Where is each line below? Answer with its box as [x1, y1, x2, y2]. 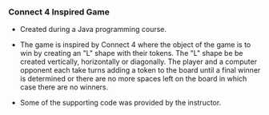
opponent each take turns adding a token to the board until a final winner [19, 65, 261, 75]
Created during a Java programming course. [19, 25, 167, 34]
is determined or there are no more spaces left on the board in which [19, 74, 247, 84]
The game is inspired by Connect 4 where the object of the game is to [19, 40, 251, 50]
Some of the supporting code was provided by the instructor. [19, 98, 222, 108]
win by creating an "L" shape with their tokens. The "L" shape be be [19, 49, 243, 58]
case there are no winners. [19, 82, 109, 92]
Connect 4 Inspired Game [8, 6, 110, 18]
